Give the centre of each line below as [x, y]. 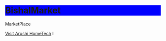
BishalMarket [33, 10]
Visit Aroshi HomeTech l [29, 33]
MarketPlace [18, 24]
